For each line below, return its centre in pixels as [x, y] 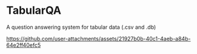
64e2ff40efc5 [24, 45]
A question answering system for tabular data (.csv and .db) [81, 27]
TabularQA [34, 10]
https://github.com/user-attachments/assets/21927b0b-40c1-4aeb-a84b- [98, 38]
